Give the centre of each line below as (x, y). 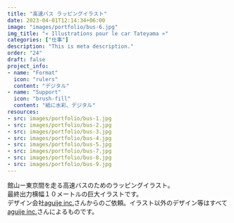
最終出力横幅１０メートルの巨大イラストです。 (75, 193)
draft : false (26, 60)
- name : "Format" (33, 72)
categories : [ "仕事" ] (38, 40)
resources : (23, 112)
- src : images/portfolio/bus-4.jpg (60, 138)
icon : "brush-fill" (42, 99)
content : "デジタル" (42, 86)
